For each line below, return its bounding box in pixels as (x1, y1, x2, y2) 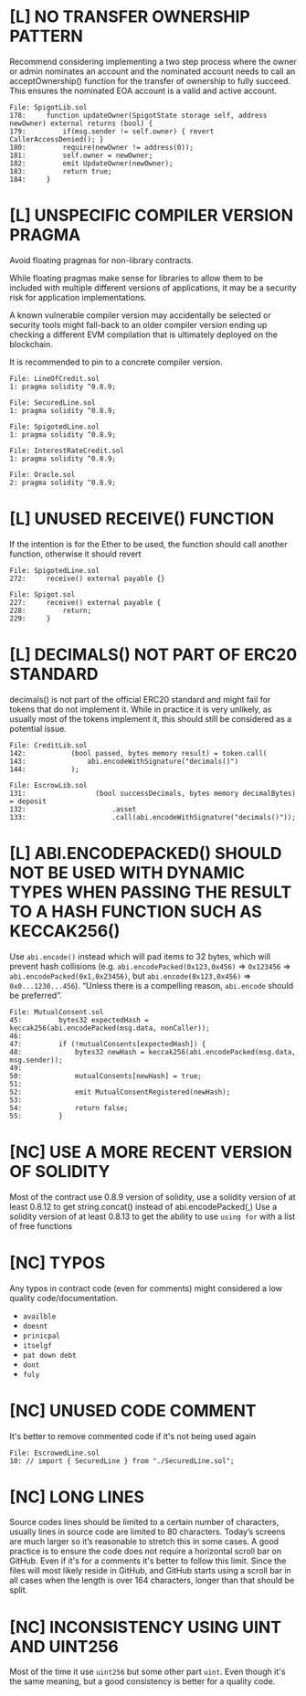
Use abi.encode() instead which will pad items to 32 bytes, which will (9, 950, 271, 961)
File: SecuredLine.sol (9, 397, 96, 408)
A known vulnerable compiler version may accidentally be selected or (9, 309, 272, 321)
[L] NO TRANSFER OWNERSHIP (9, 6, 251, 27)
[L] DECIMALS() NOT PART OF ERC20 (9, 644, 298, 664)
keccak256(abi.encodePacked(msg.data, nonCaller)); (9, 1023, 210, 1033)
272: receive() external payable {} (9, 574, 166, 583)
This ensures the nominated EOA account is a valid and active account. (9, 85, 277, 96)
